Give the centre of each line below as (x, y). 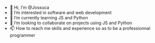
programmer (22, 35)
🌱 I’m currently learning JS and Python (49, 18)
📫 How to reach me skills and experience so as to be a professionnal (80, 28)
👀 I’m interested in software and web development (61, 13)
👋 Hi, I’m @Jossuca (29, 7)
